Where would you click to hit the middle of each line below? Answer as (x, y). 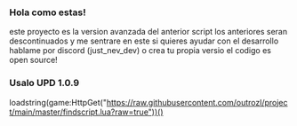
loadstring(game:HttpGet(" (58, 102)
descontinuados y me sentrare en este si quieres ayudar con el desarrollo (144, 41)
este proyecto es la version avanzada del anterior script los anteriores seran (148, 32)
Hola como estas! (48, 12)
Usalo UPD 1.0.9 (44, 83)
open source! (33, 60)
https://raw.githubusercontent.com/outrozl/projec (197, 102)
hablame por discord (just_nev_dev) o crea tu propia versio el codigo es (140, 51)
